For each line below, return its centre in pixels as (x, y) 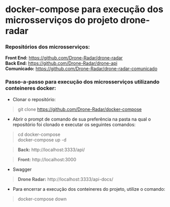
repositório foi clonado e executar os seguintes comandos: (74, 124)
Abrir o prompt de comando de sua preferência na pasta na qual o (82, 119)
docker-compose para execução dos (84, 9)
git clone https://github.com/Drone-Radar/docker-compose (80, 109)
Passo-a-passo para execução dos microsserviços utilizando (82, 82)
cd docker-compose (39, 134)
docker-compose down (42, 199)
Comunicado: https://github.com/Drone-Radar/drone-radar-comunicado (81, 69)
